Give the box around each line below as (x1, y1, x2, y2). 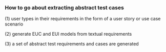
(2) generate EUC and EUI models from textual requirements (5, 31, 132, 37)
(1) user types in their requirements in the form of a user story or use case (5, 16, 161, 22)
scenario (5, 21, 24, 27)
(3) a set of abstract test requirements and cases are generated (5, 41, 139, 47)
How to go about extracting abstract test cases (5, 4, 124, 11)
